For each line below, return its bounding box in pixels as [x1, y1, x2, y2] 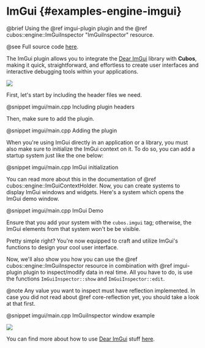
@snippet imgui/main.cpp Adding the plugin [6, 127, 117, 134]
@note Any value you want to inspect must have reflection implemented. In [6, 287, 196, 294]
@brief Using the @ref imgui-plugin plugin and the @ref [6, 25, 147, 32]
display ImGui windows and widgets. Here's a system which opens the [6, 188, 184, 195]
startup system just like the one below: [6, 151, 104, 159]
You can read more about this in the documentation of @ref [6, 175, 156, 183]
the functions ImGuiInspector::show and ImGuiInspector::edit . [6, 274, 165, 282]
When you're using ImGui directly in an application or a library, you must [6, 138, 188, 146]
